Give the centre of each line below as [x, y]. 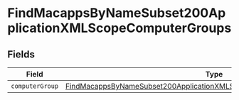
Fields [21, 54]
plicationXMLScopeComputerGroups [119, 28]
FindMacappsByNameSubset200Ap [117, 13]
